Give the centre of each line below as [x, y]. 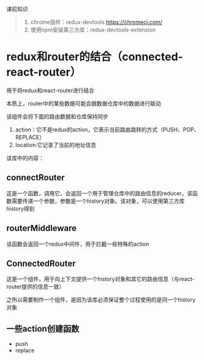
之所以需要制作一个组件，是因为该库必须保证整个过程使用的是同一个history [101, 300]
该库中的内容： [25, 158]
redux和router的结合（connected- [95, 57]
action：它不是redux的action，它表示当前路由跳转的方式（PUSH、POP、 [107, 129]
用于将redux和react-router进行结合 [51, 90]
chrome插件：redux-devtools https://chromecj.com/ [96, 22]
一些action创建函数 [43, 328]
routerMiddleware [42, 228]
